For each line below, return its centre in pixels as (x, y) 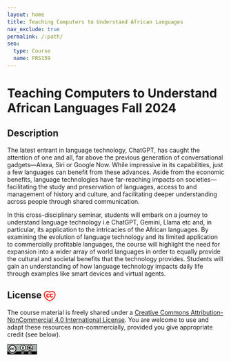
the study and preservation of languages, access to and (118, 187)
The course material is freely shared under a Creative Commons (98, 312)
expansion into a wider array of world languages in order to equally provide (114, 251)
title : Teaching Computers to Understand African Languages (96, 22)
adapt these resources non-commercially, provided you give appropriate (110, 327)
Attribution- (207, 312)
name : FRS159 (32, 59)
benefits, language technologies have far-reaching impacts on (96, 179)
